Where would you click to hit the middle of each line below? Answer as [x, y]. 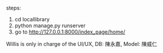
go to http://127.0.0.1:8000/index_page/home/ [70, 32]
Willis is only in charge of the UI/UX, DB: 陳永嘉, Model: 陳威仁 [82, 44]
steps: [14, 8]
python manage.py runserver [50, 26]
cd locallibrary [32, 19]
